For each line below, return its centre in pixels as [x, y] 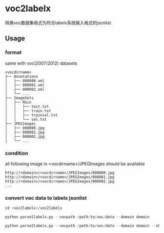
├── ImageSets [20, 98]
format [13, 52]
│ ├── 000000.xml [25, 81]
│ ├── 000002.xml [25, 89]
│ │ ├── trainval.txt [31, 115]
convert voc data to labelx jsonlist [46, 198]
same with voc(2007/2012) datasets [41, 63]
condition [17, 153]
